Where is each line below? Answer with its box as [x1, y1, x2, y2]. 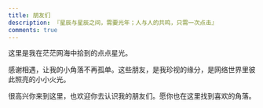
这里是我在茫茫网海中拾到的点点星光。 [8, 49, 132, 58]
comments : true [8, 26, 58, 34]
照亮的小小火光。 [14, 75, 71, 85]
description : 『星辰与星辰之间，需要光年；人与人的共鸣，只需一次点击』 [8, 19, 218, 27]
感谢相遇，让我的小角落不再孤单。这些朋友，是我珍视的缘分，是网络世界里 [8, 65, 249, 74]
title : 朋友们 [8, 11, 51, 20]
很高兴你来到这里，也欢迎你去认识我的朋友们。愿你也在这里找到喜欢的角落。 [8, 92, 256, 101]
